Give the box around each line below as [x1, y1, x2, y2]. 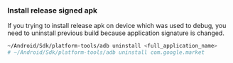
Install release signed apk [7, 6, 98, 15]
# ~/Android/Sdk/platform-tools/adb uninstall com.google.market [7, 49, 205, 56]
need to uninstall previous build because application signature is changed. [7, 29, 225, 37]
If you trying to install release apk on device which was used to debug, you [7, 22, 227, 30]
